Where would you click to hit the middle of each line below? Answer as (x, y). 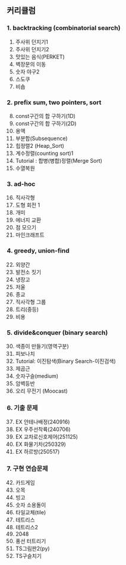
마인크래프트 (30, 235)
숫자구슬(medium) (37, 376)
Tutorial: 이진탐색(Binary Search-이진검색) (66, 361)
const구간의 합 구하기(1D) (45, 116)
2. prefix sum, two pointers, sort (54, 102)
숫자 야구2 (27, 72)
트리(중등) (27, 309)
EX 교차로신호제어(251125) (47, 437)
